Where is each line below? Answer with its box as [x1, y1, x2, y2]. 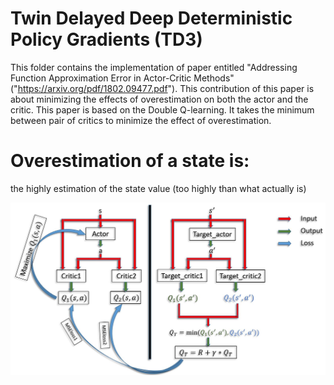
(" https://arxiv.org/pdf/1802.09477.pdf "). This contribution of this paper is [10, 82, 315, 94]
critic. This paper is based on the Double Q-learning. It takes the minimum [10, 103, 315, 116]
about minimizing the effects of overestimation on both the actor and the [10, 93, 309, 105]
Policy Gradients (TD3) [10, 28, 203, 51]
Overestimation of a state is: [10, 150, 250, 172]
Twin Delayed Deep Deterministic [10, 7, 293, 30]
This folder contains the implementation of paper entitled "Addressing [10, 61, 298, 73]
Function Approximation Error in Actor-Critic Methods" [10, 72, 235, 84]
